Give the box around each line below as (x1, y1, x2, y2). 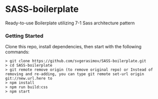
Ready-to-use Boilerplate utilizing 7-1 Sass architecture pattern (5, 20, 135, 26)
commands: (5, 49, 30, 55)
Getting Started (5, 32, 43, 39)
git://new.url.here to (5, 76, 52, 81)
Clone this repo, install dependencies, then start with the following (5, 44, 141, 50)
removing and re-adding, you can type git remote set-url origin (5, 72, 144, 77)
